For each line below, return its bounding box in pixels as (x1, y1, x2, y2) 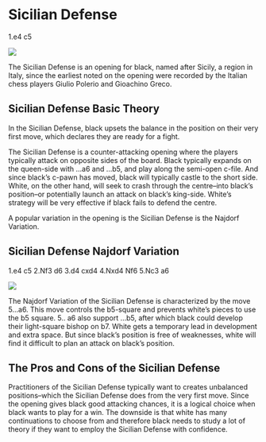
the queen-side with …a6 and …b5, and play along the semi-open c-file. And (8, 164, 259, 173)
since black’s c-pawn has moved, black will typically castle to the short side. (8, 173, 258, 182)
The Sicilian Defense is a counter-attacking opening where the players (8, 147, 238, 157)
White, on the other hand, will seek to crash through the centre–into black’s (8, 180, 254, 190)
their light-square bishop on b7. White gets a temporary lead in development (8, 321, 258, 331)
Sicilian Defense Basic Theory (8, 102, 160, 116)
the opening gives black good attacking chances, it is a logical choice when (8, 399, 256, 409)
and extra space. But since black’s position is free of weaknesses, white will (8, 330, 256, 339)
